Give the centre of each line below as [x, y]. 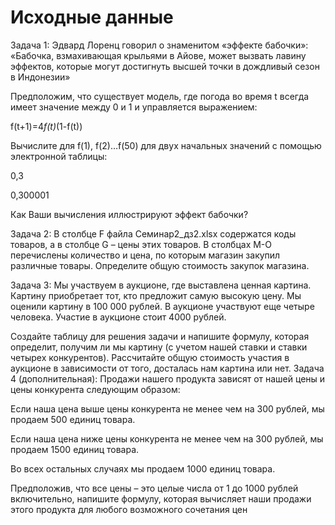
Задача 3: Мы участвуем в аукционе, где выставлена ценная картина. [161, 285]
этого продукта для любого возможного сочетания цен [129, 509]
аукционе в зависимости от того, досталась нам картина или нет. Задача [167, 368]
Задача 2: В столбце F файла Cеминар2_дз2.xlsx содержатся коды [153, 233]
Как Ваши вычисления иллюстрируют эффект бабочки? [129, 214]
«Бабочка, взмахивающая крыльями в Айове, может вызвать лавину [158, 55]
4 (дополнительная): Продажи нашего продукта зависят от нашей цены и [168, 378]
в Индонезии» [40, 77]
